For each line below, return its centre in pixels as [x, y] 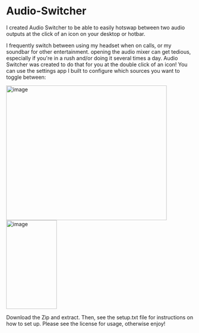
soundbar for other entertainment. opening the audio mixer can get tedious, [99, 51]
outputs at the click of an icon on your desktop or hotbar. [76, 33]
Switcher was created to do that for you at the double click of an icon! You [97, 64]
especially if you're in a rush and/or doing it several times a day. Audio [92, 58]
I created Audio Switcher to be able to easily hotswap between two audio [96, 27]
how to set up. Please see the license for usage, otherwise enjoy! [86, 323]
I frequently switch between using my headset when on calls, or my [89, 45]
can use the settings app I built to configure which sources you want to [93, 70]
